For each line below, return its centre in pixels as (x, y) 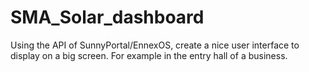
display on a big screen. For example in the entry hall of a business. (149, 55)
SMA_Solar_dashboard (107, 17)
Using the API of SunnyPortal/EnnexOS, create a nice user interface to (155, 45)
